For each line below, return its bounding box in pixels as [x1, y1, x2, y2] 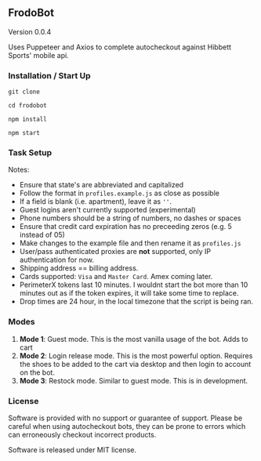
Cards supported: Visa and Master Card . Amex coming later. [19, 272, 213, 281]
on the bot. [19, 368, 55, 377]
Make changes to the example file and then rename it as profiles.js [19, 238, 241, 248]
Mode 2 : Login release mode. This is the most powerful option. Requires [19, 350, 253, 360]
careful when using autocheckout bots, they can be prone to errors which [8, 422, 246, 430]
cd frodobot [8, 102, 47, 110]
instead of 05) [19, 230, 65, 240]
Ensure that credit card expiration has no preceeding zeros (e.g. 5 [19, 222, 233, 231]
